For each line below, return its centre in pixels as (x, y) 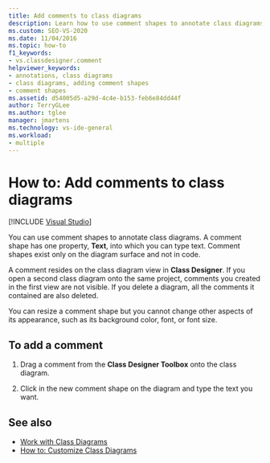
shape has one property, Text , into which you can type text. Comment (124, 246)
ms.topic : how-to (37, 46)
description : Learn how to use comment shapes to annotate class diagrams (136, 23)
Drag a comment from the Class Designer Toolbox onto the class (128, 365)
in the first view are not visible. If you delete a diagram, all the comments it (131, 287)
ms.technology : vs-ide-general (61, 128)
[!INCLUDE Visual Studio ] (50, 222)
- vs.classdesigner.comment (55, 61)
